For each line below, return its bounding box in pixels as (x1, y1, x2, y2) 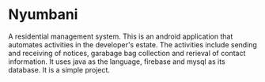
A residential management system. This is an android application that (8, 32, 233, 41)
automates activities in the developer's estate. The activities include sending (8, 39, 257, 49)
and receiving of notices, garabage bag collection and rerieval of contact (8, 48, 246, 58)
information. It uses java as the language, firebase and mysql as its (8, 57, 225, 66)
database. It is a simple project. (8, 65, 111, 74)
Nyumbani (8, 6, 78, 24)
